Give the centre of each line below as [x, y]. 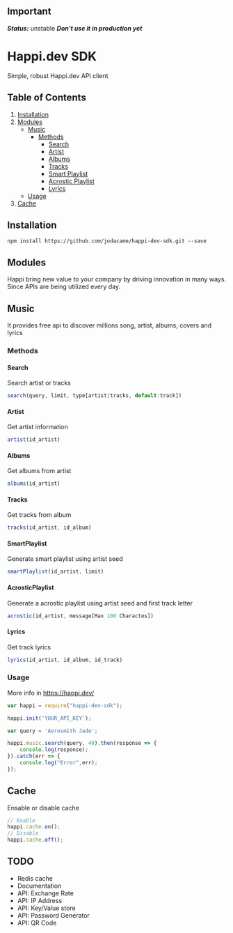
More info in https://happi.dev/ [51, 693]
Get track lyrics [29, 647]
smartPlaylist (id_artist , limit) [56, 572]
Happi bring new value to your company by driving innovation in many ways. [117, 279]
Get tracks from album [39, 515]
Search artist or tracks [39, 383]
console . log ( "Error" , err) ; [59, 763]
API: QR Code [37, 923]
